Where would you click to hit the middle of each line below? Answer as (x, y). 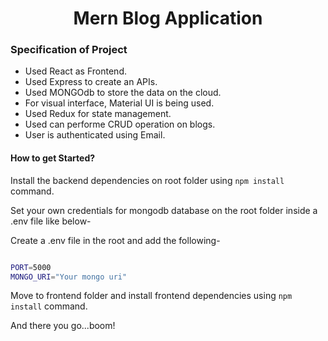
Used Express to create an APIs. (91, 82)
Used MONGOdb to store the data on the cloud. (123, 93)
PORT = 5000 (31, 267)
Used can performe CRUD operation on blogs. (120, 124)
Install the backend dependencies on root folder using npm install (147, 180)
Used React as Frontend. (75, 71)
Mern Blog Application (168, 18)
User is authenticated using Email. (95, 135)
